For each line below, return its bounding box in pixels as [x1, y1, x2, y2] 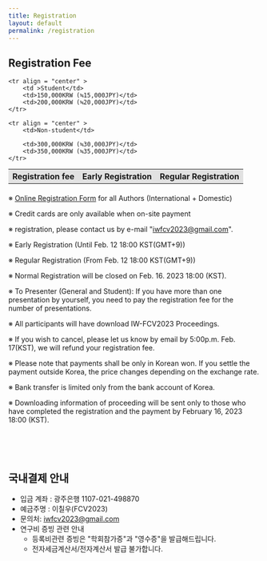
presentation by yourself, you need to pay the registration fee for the [8, 295, 234, 305]
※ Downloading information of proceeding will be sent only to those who [8, 398, 246, 408]
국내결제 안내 [8, 471, 70, 485]
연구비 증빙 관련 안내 [19, 524, 85, 533]
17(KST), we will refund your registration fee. [8, 343, 155, 353]
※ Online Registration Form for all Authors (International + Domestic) [8, 194, 233, 203]
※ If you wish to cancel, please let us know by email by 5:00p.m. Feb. [8, 335, 236, 344]
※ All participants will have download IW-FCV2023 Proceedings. [8, 319, 220, 329]
